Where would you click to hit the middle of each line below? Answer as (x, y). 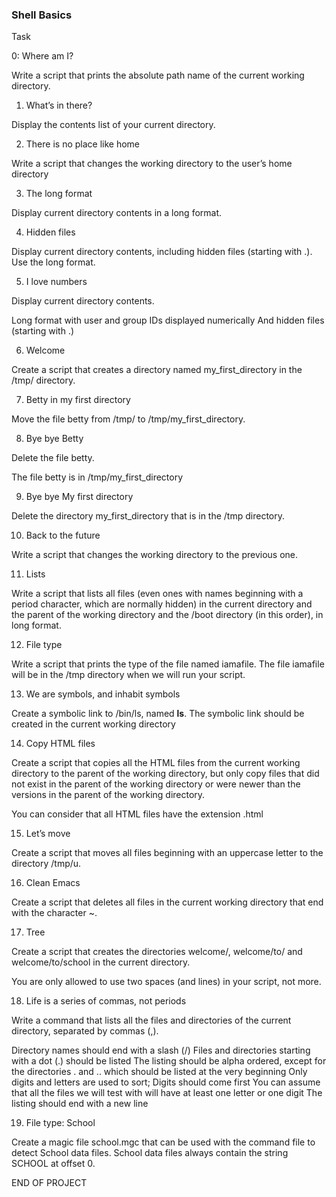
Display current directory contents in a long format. (117, 213)
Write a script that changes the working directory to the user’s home (152, 164)
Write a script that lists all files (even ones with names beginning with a (157, 594)
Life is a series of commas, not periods (106, 1001)
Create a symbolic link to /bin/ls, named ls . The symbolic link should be (158, 714)
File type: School (60, 1123)
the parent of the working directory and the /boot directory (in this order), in (167, 615)
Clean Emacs (53, 883)
